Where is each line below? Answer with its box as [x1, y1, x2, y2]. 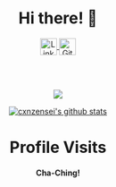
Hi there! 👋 [18, 8, 98, 29]
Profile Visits [9, 138, 107, 157]
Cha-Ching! [36, 167, 80, 178]
